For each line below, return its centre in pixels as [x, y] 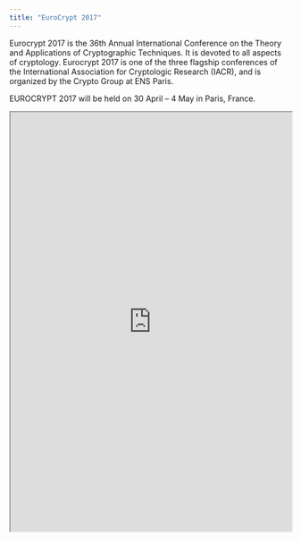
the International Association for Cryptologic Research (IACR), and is [135, 72]
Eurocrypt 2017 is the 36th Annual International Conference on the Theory [146, 43]
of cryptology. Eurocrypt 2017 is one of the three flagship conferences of [144, 62]
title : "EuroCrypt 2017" [55, 17]
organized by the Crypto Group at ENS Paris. [92, 80]
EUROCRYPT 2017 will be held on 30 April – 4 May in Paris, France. [133, 98]
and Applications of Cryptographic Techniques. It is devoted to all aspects [145, 52]
